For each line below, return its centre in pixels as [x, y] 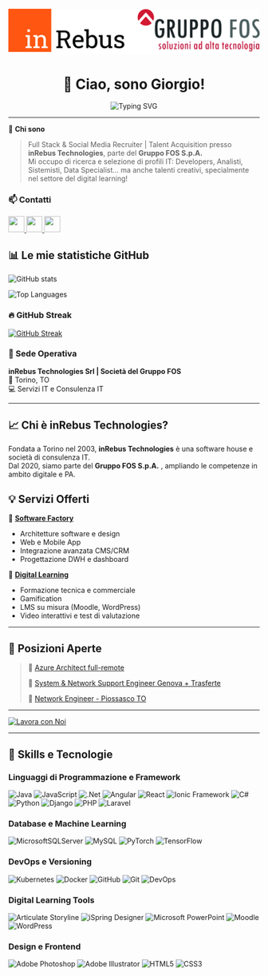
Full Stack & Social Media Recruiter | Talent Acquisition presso [130, 145]
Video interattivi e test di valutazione [80, 615]
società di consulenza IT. [49, 457]
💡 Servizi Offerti [49, 499]
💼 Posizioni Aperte [55, 648]
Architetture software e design [70, 534]
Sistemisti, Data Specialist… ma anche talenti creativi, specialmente [138, 170]
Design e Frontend [45, 946]
